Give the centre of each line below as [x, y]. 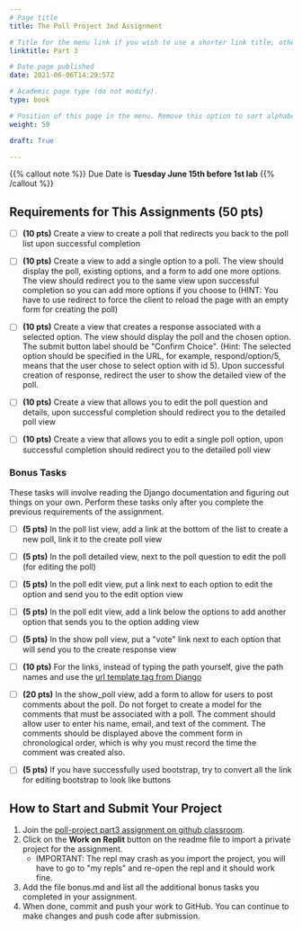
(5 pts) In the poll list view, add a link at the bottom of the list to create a [155, 529]
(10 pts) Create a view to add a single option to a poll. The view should [153, 261]
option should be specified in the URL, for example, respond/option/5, [151, 356]
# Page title [34, 18]
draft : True [31, 140]
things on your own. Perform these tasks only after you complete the [137, 502]
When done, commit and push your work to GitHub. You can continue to [155, 907]
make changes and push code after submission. [111, 916]
